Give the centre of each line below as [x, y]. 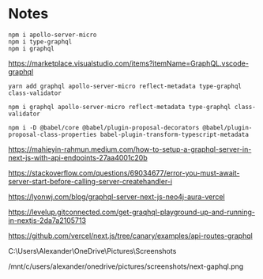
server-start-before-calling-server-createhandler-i [90, 181]
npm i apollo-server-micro [53, 35]
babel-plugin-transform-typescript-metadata [174, 134]
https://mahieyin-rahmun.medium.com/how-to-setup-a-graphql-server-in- [130, 149]
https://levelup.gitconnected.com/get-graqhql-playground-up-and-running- [131, 212]
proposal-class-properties [53, 134]
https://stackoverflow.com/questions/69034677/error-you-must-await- [124, 173]
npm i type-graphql [40, 41]
